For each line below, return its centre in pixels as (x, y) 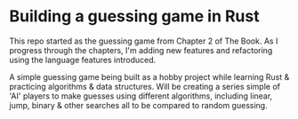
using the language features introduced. (83, 59)
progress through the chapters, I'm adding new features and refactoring (141, 50)
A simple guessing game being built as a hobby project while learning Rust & (149, 76)
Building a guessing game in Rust (134, 16)
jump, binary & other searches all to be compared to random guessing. (139, 105)
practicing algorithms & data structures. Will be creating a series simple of (145, 86)
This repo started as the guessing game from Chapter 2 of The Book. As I (144, 41)
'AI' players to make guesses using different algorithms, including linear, (141, 96)
